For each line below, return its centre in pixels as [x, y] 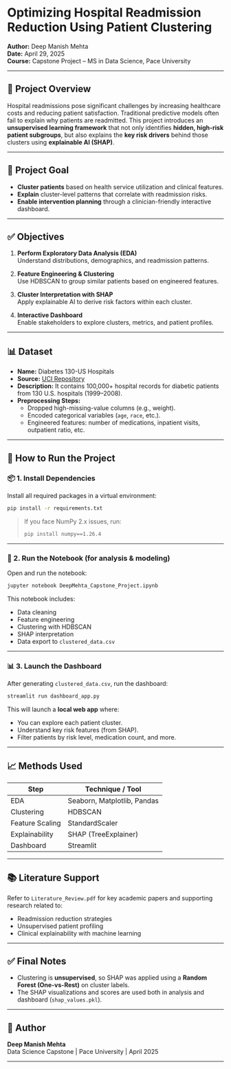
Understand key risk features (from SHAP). [78, 730]
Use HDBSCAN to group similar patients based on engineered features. [118, 281]
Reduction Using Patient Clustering [110, 27]
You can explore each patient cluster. [69, 722]
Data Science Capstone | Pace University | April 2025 [83, 1052]
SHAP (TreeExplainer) [103, 834]
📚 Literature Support [53, 878]
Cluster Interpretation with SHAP [65, 294]
